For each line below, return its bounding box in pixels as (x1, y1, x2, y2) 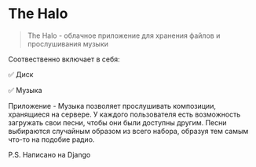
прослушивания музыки (27, 39, 108, 48)
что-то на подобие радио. (8, 135, 95, 144)
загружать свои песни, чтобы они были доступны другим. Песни (8, 117, 227, 127)
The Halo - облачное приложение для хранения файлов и (27, 31, 221, 40)
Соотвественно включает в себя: (8, 54, 120, 64)
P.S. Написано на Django (8, 150, 91, 159)
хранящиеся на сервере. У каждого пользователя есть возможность (8, 109, 241, 119)
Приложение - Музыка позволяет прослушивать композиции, (8, 101, 216, 110)
